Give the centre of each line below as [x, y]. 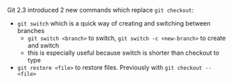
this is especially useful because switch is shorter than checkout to [123, 53]
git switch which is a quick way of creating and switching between [114, 23]
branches [31, 31]
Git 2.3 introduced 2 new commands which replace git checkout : [101, 10]
